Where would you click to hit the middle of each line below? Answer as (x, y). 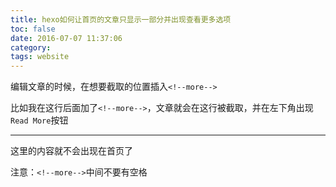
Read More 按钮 (39, 120)
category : (31, 47)
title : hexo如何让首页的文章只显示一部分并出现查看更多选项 (121, 19)
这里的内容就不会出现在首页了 (71, 151)
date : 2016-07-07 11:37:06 (66, 38)
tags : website (40, 57)
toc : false (33, 29)
